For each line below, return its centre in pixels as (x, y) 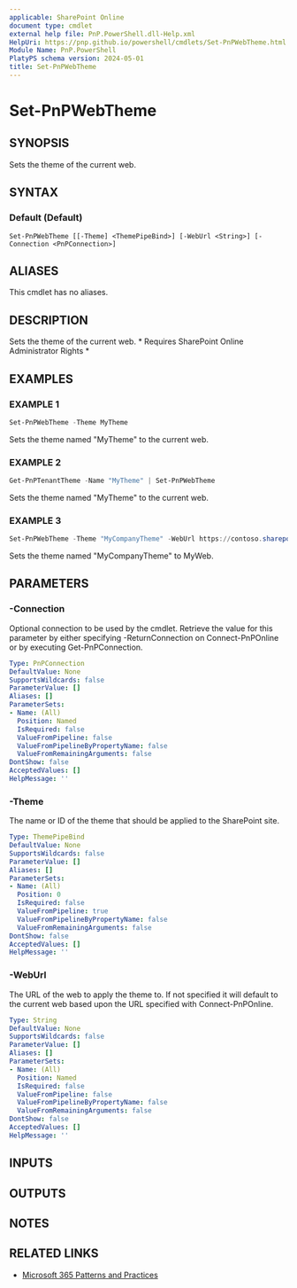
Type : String (33, 1020)
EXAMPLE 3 (35, 520)
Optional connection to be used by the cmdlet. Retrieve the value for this (141, 628)
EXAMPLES (41, 379)
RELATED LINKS (54, 1254)
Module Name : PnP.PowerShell (63, 51)
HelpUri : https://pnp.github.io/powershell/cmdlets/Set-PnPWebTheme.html (148, 42)
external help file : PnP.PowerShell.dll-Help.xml (103, 34)
